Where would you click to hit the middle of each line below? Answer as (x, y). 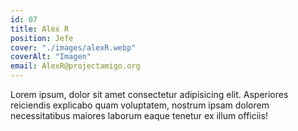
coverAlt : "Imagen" (51, 57)
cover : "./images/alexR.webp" (73, 47)
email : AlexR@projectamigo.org (75, 66)
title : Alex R (40, 29)
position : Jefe (42, 38)
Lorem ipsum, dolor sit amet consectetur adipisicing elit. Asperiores (149, 94)
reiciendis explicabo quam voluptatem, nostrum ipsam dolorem (140, 105)
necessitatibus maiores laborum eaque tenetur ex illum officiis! (139, 115)
